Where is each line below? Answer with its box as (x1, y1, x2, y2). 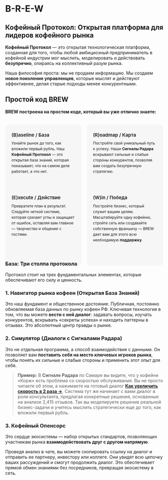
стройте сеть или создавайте (93, 220, 147, 225)
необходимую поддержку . (93, 237, 143, 243)
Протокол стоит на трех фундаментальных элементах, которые (5, 272, 142, 278)
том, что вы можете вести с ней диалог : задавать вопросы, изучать (5, 311, 152, 317)
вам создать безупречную (93, 163, 142, 169)
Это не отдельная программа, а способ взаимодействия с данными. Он (5, 346, 160, 352)
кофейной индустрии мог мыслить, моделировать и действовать (5, 55, 145, 61)
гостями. (12, 231, 28, 237)
